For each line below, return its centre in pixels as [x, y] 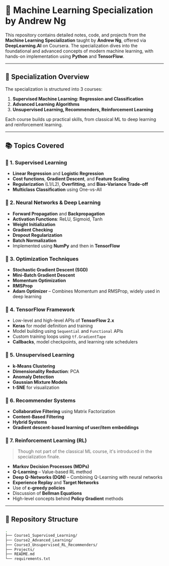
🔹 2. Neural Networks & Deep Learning [53, 202]
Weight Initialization [34, 224]
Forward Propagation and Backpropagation [59, 214]
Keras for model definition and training [53, 326]
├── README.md [20, 554]
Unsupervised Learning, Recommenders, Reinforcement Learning [83, 109]
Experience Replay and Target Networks [56, 482]
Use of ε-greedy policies [39, 488]
